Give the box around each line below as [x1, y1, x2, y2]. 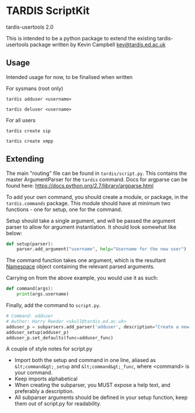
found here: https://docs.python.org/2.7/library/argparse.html [6, 182, 154, 189]
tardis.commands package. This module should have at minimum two [6, 199, 170, 206]
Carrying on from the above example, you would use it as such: [6, 274, 159, 281]
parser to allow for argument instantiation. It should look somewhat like [6, 223, 177, 230]
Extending [6, 154, 44, 164]
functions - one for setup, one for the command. [6, 206, 123, 213]
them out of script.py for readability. [14, 400, 102, 407]
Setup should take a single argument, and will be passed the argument [6, 217, 176, 224]
